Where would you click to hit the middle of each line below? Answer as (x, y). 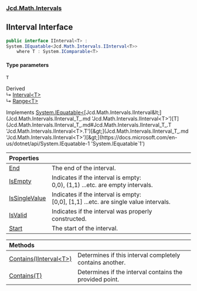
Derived (16, 88)
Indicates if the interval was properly (102, 211)
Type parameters (28, 65)
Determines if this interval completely (129, 255)
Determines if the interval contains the (130, 272)
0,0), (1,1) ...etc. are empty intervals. (103, 185)
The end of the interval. (84, 168)
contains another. (101, 262)
